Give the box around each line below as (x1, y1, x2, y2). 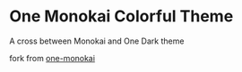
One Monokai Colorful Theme (9, 6, 234, 27)
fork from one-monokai (9, 52, 96, 63)
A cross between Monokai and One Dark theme (9, 36, 185, 46)
